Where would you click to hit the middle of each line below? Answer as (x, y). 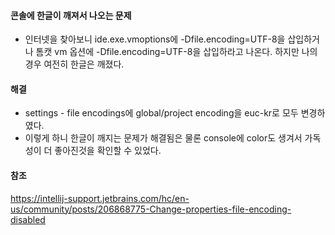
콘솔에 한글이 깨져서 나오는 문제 (71, 15)
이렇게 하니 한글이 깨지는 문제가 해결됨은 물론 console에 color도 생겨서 (163, 138)
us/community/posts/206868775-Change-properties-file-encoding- (151, 209)
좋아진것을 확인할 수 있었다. (108, 151)
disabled (28, 219)
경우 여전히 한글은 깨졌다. (74, 64)
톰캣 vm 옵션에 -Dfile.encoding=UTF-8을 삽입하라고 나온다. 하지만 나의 (176, 52)
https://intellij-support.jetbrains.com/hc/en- (100, 198)
